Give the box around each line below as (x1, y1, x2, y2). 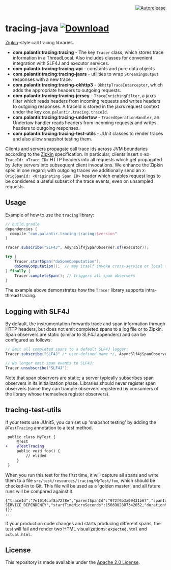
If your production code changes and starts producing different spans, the (5, 520, 161, 526)
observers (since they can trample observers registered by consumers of (5, 385, 159, 391)
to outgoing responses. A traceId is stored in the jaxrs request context (12, 103, 159, 109)
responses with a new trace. (12, 76, 72, 82)
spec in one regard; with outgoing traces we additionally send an (5, 167, 141, 173)
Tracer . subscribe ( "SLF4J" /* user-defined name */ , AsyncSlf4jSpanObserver (5, 352, 169, 357)
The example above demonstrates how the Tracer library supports (5, 287, 145, 293)
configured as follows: (5, 337, 52, 343)
